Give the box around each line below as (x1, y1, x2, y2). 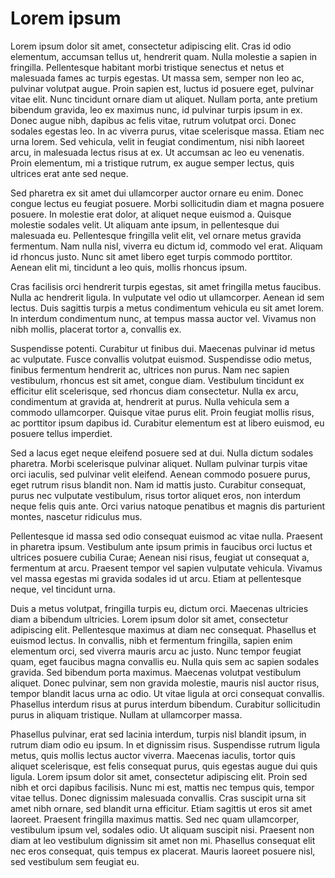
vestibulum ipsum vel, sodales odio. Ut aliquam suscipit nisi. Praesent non (10, 823, 315, 836)
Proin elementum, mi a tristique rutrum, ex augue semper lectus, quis (10, 157, 295, 169)
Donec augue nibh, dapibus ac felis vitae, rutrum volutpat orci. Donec (10, 114, 297, 126)
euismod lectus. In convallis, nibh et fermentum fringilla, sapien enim (10, 634, 293, 646)
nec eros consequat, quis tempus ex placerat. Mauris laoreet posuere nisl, (10, 845, 316, 857)
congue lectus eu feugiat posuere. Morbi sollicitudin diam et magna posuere (10, 197, 325, 209)
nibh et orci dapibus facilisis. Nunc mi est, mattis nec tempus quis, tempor (10, 781, 315, 793)
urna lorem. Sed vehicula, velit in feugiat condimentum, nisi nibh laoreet (10, 135, 305, 147)
